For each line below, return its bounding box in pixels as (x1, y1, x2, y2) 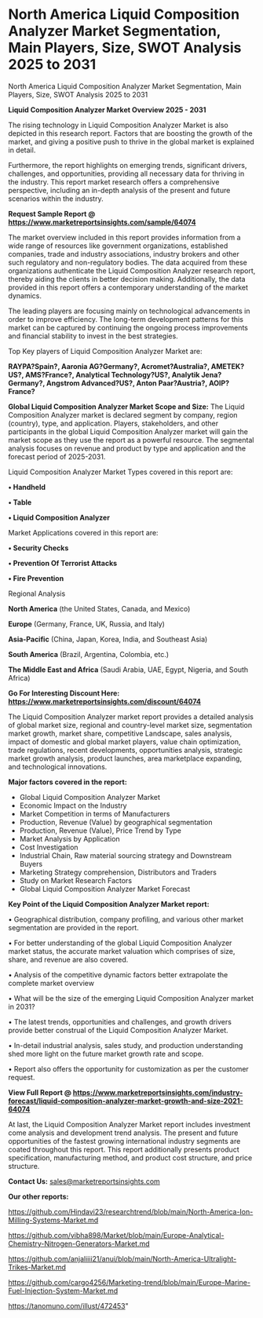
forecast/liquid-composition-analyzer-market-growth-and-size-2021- (8, 1096, 243, 1105)
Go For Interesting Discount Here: (8, 688, 120, 698)
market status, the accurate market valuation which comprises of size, (8, 946, 236, 955)
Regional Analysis (8, 589, 66, 598)
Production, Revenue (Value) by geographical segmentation (19, 817, 214, 827)
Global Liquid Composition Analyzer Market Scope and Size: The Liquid (8, 402, 245, 411)
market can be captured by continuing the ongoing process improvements (8, 323, 249, 332)
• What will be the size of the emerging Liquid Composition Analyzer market (8, 993, 254, 1002)
